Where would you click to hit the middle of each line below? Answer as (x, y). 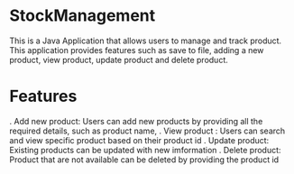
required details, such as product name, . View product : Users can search (147, 131)
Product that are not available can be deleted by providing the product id (144, 160)
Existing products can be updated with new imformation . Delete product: (145, 150)
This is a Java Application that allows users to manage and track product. (146, 41)
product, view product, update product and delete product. (119, 60)
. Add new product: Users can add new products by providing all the (136, 121)
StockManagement (83, 16)
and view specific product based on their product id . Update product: (139, 140)
